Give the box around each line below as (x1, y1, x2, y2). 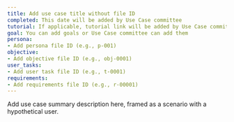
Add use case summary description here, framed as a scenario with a (7, 100, 207, 108)
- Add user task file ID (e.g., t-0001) (7, 68, 127, 75)
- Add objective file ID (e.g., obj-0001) (7, 55, 132, 62)
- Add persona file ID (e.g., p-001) (7, 42, 117, 49)
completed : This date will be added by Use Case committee (7, 17, 182, 24)
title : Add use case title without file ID (7, 10, 136, 17)
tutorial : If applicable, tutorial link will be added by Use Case (7, 23, 208, 30)
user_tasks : (7, 62, 42, 69)
